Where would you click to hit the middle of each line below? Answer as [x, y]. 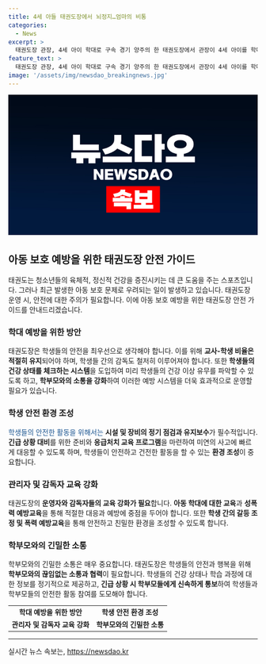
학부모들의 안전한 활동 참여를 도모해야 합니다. [78, 594]
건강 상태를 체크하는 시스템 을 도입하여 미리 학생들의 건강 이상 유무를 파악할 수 [127, 371]
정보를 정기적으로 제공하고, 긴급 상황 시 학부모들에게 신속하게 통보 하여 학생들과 [137, 584]
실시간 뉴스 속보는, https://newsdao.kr [68, 651]
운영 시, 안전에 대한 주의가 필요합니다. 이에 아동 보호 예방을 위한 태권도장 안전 [127, 300]
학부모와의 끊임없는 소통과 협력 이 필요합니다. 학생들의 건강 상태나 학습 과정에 [126, 574]
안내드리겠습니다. [56, 310]
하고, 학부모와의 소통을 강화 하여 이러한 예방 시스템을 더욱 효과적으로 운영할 [137, 381]
